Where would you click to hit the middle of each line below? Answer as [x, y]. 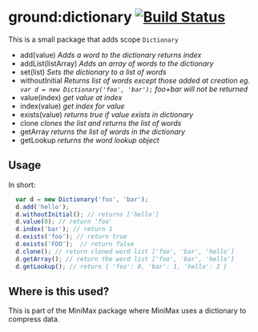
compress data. [34, 319]
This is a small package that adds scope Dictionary [93, 39]
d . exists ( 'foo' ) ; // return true [71, 237]
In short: [22, 184]
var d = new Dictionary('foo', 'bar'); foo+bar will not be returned [134, 89]
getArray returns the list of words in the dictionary [103, 132]
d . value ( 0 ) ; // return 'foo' [64, 222]
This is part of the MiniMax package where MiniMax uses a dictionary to [127, 311]
